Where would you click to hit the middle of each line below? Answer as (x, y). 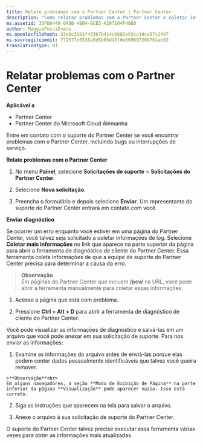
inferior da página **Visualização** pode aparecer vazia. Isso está (96, 389)
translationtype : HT (32, 46)
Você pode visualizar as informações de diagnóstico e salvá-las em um (95, 329)
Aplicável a (21, 105)
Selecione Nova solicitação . (50, 190)
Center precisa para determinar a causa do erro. (66, 263)
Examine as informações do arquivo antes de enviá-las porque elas (99, 354)
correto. (17, 394)
